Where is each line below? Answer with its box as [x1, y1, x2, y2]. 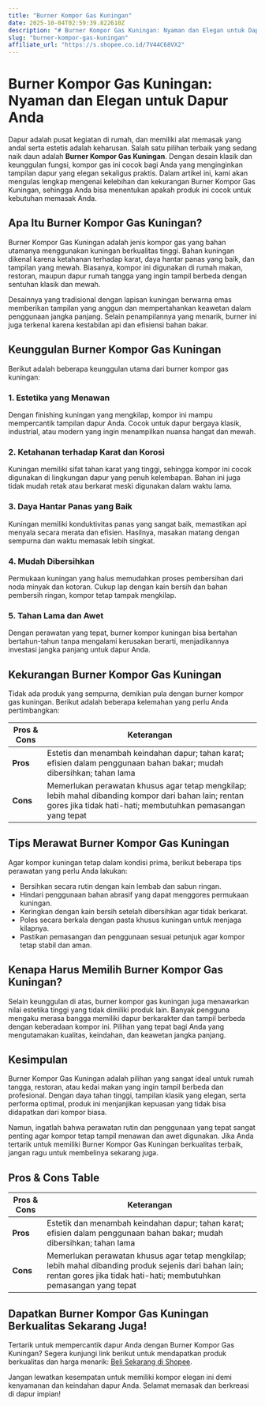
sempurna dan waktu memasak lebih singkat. [8, 535, 155, 546]
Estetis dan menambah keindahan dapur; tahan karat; [47, 747, 244, 758]
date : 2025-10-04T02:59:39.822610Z [8, 19, 125, 27]
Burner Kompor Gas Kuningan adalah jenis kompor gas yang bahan [8, 237, 226, 247]
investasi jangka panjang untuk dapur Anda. [8, 645, 151, 655]
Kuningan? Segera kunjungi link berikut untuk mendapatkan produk [8, 1349, 227, 1359]
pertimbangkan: [8, 705, 60, 715]
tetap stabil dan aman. [19, 940, 92, 950]
